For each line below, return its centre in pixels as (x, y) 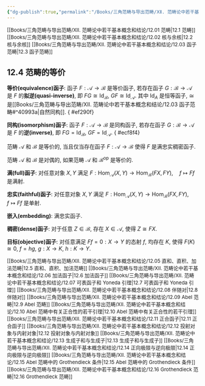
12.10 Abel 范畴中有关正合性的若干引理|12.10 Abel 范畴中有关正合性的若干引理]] (105, 312)
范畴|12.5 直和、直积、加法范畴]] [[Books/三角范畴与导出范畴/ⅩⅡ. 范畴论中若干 (102, 268)
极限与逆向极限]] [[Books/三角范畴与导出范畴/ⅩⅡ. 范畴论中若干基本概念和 (96, 355)
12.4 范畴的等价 (36, 73)
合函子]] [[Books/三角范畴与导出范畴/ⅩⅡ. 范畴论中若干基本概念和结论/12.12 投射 (99, 326)
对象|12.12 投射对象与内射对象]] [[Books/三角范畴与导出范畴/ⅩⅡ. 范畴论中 (111, 333)
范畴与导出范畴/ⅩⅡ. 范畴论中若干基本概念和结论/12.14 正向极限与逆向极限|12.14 (98, 348)
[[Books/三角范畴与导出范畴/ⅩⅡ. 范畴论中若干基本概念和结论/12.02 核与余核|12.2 (100, 37)
